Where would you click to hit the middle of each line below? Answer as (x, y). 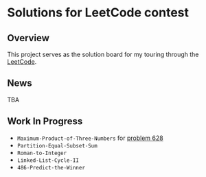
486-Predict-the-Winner (51, 167)
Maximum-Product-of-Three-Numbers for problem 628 (90, 138)
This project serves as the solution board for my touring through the (103, 54)
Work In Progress (45, 121)
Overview (28, 38)
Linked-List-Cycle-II (48, 160)
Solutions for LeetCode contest (98, 13)
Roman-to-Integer (42, 153)
